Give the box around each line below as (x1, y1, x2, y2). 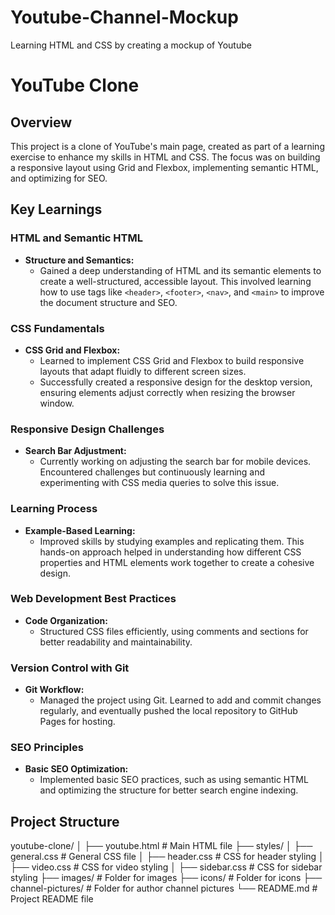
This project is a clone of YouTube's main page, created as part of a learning (10, 140, 325, 152)
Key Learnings (10, 201, 103, 218)
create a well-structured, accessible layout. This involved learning (39, 275, 312, 287)
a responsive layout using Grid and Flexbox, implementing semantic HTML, (10, 161, 319, 173)
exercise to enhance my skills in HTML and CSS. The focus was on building (10, 151, 321, 163)
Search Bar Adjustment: (24, 445, 127, 457)
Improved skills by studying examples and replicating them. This (39, 535, 305, 547)
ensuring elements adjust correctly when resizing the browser (39, 386, 296, 398)
